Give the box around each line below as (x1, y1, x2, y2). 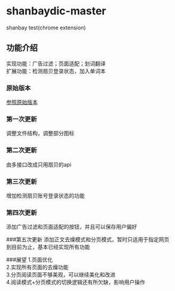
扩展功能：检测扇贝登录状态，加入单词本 (6, 67, 106, 74)
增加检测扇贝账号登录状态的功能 (6, 192, 85, 199)
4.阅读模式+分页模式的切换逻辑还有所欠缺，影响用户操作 (6, 278, 145, 286)
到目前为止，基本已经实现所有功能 (6, 244, 90, 251)
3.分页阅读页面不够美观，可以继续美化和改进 (6, 271, 116, 278)
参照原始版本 (6, 99, 38, 106)
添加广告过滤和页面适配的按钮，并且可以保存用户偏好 (6, 223, 137, 231)
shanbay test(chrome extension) (6, 24, 86, 31)
